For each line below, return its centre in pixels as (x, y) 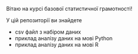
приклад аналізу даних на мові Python (64, 38)
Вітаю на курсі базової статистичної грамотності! (69, 9)
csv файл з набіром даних (48, 32)
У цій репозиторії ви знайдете (44, 20)
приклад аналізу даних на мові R (56, 45)
